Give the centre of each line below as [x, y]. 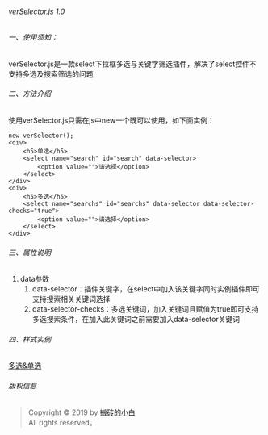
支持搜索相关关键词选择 [71, 299]
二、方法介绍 [29, 94]
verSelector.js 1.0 [37, 11]
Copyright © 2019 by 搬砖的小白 [82, 412]
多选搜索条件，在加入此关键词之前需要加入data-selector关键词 [136, 320]
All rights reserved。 [62, 422]
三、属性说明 [29, 252]
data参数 [35, 279]
